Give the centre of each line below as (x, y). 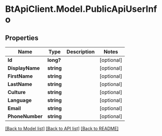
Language (20, 100)
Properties (22, 38)
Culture (17, 92)
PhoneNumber (25, 116)
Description (81, 52)
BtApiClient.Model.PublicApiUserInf (81, 9)
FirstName (20, 76)
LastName (20, 84)
